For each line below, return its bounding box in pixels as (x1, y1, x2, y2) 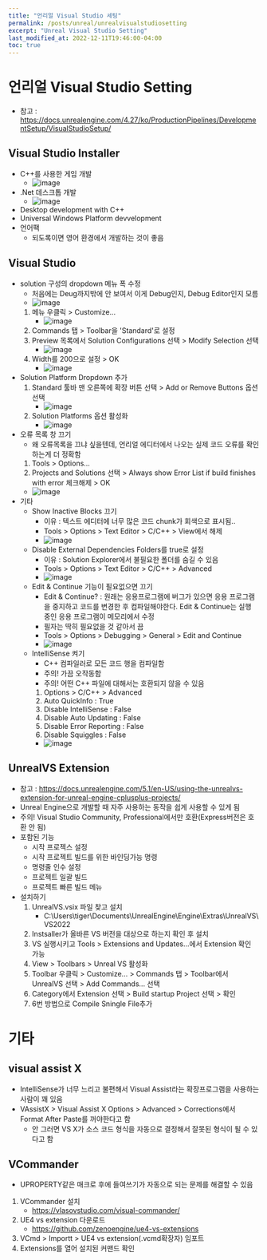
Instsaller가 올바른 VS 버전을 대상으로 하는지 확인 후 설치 (31, 929, 209, 938)
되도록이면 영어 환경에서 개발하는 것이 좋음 (31, 232, 165, 242)
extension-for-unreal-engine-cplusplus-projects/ (19, 792, 181, 802)
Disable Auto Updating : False (43, 712, 141, 723)
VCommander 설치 (19, 1197, 80, 1207)
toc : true (8, 42, 41, 50)
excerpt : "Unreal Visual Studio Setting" (8, 26, 148, 34)
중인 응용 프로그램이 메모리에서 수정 (43, 612, 155, 621)
